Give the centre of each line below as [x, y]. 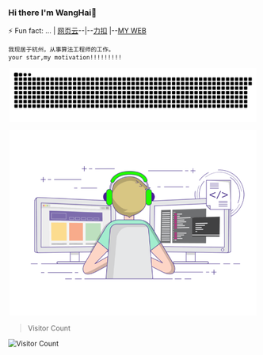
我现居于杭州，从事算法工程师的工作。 [61, 50]
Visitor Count [49, 328]
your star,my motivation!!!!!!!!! [65, 58]
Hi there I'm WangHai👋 [53, 13]
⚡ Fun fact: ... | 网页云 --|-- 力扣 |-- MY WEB [77, 31]
